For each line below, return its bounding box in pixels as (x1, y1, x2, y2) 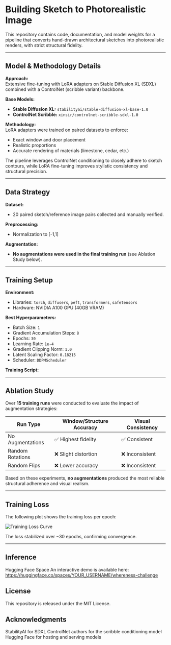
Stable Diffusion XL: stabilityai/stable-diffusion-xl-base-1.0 (12, 106, 149, 112)
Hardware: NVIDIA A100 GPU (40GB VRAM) (12, 305, 104, 311)
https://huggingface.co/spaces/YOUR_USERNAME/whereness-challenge (5, 572, 158, 578)
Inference (5, 553, 37, 562)
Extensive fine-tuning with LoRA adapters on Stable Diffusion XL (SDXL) (5, 81, 156, 87)
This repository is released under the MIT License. (5, 600, 111, 606)
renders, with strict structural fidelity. (5, 42, 83, 48)
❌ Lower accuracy (54, 462, 98, 469)
